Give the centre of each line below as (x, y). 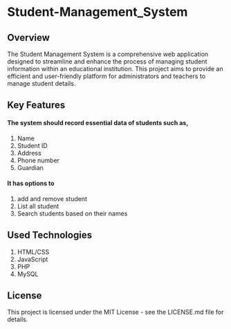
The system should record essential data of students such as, (98, 122)
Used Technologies (49, 235)
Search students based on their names (72, 213)
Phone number (38, 160)
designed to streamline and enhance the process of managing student (107, 62)
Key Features (36, 105)
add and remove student (52, 198)
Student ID (33, 145)
